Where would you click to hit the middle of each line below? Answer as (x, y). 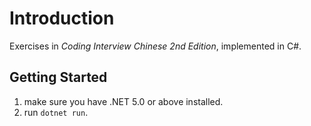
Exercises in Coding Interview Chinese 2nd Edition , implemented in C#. (155, 46)
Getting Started (58, 77)
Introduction (62, 18)
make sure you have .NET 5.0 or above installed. (123, 101)
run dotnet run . (56, 112)
